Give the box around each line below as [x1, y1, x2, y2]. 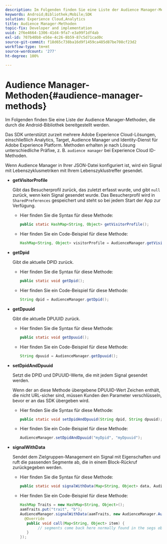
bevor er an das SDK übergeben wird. [12, 397, 90, 403]
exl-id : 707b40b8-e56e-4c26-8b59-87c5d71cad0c [5, 35, 103, 40]
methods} [5, 100, 47, 112]
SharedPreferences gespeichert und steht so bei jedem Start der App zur [12, 197, 161, 204]
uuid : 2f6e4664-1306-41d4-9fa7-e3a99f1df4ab [5, 30, 99, 35]
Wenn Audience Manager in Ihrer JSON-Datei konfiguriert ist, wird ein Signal [5, 162, 162, 168]
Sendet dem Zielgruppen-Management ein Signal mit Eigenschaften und [12, 454, 161, 460]
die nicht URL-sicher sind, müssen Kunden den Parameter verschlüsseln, [12, 392, 162, 398]
